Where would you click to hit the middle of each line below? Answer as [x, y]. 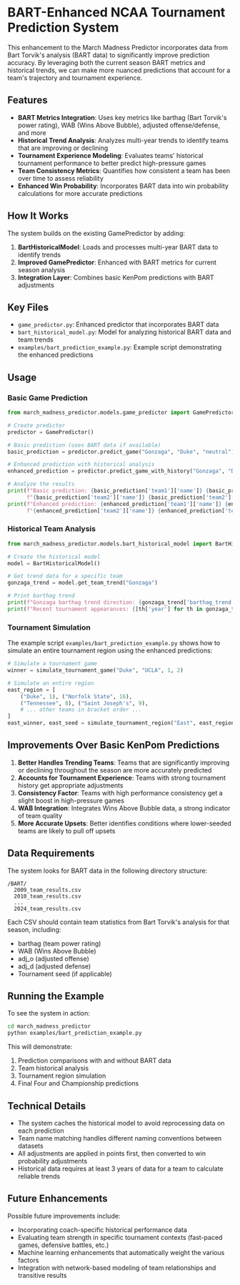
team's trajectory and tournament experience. [75, 78]
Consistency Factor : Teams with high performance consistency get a [120, 793]
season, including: [34, 929]
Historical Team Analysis [52, 529]
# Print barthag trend [41, 596]
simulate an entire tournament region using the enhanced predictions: [110, 650]
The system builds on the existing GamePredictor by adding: [96, 233]
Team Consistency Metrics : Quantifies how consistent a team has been [124, 170]
